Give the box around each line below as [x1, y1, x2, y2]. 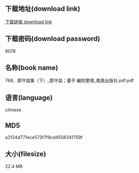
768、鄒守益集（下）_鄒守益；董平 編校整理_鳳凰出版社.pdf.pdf [5, 78, 134, 84]
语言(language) [5, 93, 53, 102]
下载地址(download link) [5, 4, 81, 13]
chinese [5, 107, 21, 113]
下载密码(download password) [5, 35, 100, 43]
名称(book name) [5, 64, 58, 72]
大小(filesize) [5, 150, 46, 158]
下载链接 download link [5, 19, 52, 25]
